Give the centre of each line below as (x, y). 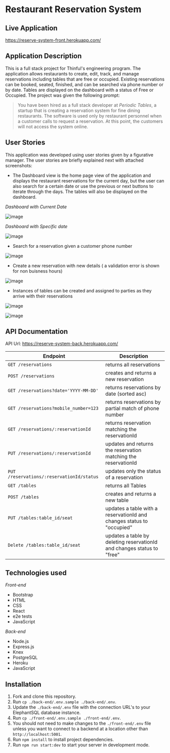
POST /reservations (31, 376)
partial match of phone (132, 408)
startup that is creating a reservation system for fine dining (79, 110)
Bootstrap (23, 595)
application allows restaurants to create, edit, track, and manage (72, 73)
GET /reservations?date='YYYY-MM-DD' (53, 391)
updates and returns (130, 444)
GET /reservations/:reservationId (49, 429)
